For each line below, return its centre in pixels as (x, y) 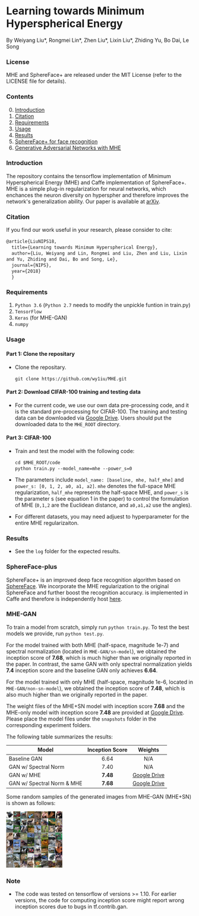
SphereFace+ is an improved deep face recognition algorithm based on (93, 580)
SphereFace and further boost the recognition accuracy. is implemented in (97, 592)
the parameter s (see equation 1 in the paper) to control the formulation (102, 498)
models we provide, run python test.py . (55, 634)
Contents (20, 97)
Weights (149, 750)
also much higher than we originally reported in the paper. (77, 694)
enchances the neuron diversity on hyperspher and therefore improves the (97, 195)
